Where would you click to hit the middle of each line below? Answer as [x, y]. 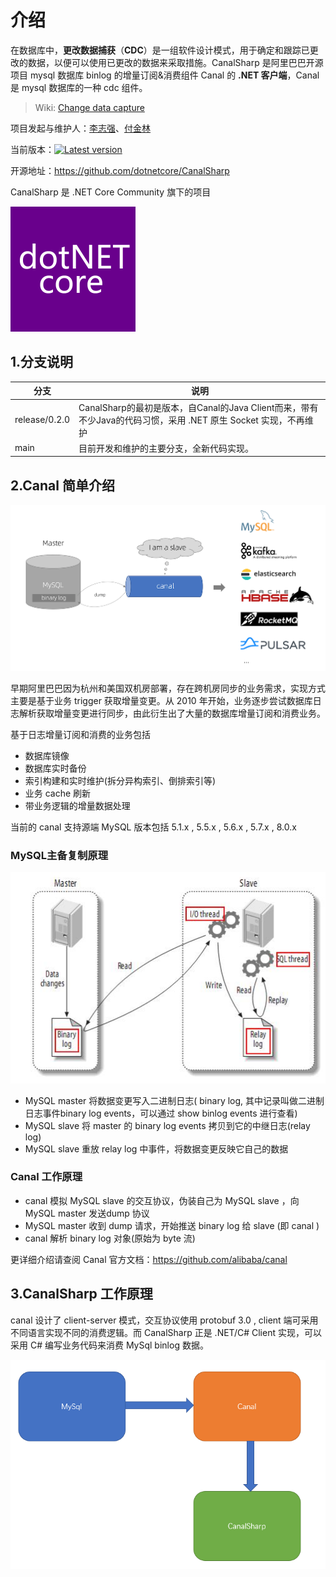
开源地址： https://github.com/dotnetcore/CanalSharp [120, 170]
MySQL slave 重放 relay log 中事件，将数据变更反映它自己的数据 [156, 1148]
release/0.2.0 [42, 419]
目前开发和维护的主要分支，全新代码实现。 [166, 448]
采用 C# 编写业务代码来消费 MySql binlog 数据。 [109, 1345]
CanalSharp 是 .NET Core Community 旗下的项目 [111, 192]
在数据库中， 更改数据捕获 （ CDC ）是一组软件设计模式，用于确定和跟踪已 [160, 50]
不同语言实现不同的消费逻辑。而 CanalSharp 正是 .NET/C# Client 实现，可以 [166, 1332]
